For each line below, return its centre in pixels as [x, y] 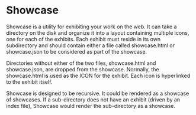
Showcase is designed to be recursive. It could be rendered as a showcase [98, 93]
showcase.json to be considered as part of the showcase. [77, 51]
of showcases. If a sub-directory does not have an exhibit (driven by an [93, 99]
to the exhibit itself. [29, 82]
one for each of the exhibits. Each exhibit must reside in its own [83, 39]
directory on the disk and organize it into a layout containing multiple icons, [98, 32]
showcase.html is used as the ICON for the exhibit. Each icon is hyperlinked [98, 75]
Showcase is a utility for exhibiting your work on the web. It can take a [91, 27]
